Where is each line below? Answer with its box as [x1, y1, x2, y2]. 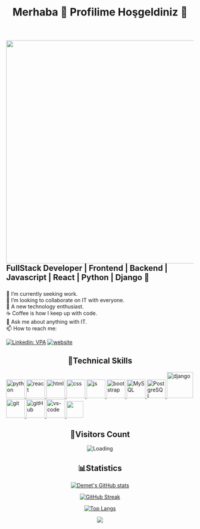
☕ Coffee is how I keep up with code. [6, 309, 98, 317]
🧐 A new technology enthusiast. [6, 303, 85, 310]
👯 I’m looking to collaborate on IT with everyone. [6, 296, 125, 303]
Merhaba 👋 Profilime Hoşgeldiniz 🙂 [12, 5, 188, 19]
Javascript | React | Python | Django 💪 [6, 272, 150, 282]
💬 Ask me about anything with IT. [6, 318, 87, 325]
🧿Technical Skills [67, 356, 133, 366]
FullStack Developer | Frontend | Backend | [6, 263, 168, 273]
